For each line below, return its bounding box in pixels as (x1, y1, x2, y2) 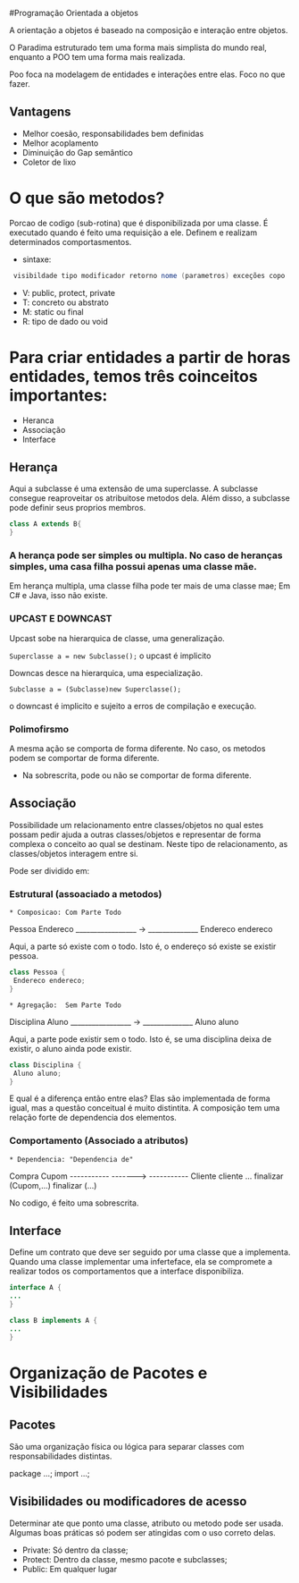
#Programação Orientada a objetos (9, 8, 138, 18)
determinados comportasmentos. (9, 236, 132, 247)
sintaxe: (21, 254, 52, 265)
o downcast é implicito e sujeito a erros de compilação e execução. (9, 700, 257, 711)
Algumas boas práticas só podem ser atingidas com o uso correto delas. (9, 1527, 277, 1537)
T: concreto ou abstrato (21, 297, 109, 308)
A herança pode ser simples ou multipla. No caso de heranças (9, 549, 283, 562)
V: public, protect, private (21, 287, 116, 298)
